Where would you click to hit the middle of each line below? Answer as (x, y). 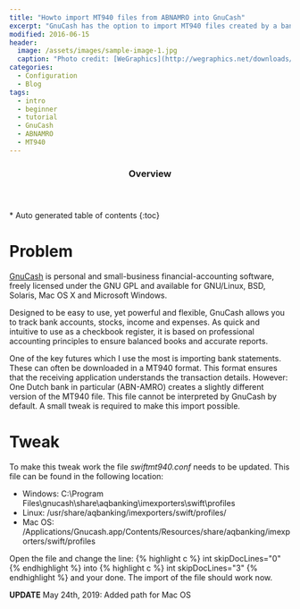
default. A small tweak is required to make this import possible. (125, 406)
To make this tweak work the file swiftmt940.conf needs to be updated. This (150, 467)
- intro (32, 101)
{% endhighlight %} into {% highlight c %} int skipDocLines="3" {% (133, 568)
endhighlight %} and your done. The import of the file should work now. (141, 577)
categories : (31, 68)
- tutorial (37, 117)
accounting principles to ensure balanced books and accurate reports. (139, 341)
